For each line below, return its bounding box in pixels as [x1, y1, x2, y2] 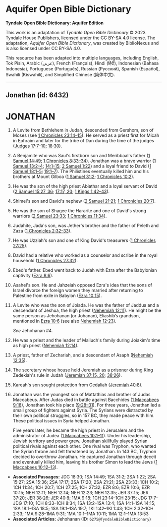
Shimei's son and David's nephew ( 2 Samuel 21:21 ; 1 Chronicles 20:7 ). [12, 198, 156, 204]
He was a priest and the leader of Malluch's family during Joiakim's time [12, 337, 161, 343]
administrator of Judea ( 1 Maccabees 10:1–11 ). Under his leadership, [12, 433, 152, 439]
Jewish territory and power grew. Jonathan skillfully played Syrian [12, 438, 148, 444]
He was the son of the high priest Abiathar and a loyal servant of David [12, 183, 158, 189]
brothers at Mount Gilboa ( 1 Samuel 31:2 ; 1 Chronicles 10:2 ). [12, 174, 135, 179]
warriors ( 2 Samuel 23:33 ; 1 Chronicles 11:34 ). [12, 213, 107, 219]
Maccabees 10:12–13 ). [12, 465, 58, 470]
